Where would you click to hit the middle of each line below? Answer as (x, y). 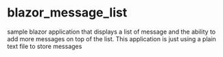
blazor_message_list (67, 13)
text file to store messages (45, 46)
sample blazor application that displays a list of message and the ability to (111, 32)
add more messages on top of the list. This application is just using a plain (111, 38)
